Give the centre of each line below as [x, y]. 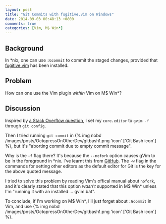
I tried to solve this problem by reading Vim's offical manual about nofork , [80, 181]
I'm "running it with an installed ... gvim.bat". [50, 191]
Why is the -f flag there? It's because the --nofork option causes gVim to [80, 155]
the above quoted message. [34, 171]
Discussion [23, 109]
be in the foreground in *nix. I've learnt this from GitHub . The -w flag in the [81, 161]
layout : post [19, 10]
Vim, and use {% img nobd [32, 206]
